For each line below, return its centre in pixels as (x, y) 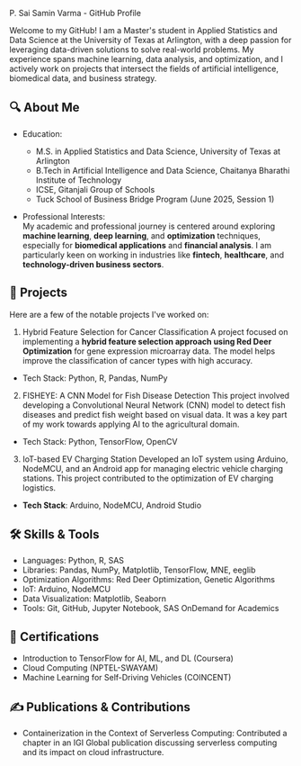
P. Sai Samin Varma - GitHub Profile (75, 13)
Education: (42, 133)
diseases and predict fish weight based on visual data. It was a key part (155, 414)
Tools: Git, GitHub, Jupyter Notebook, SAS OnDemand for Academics (150, 608)
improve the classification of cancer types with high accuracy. (137, 360)
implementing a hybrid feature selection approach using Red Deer (147, 341)
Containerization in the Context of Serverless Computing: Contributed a (155, 734)
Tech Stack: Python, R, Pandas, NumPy (95, 378)
